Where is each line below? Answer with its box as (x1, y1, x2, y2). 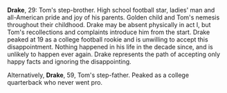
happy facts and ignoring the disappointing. (7, 58, 131, 65)
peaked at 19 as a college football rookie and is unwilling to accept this (7, 35, 209, 44)
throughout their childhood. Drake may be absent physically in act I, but (7, 21, 211, 28)
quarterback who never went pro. (7, 78, 102, 86)
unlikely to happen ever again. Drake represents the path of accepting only (7, 50, 220, 58)
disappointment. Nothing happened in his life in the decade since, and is (7, 43, 213, 51)
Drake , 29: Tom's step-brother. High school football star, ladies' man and (7, 6, 215, 14)
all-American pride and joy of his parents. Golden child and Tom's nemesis (7, 13, 220, 22)
